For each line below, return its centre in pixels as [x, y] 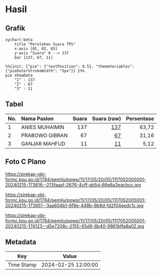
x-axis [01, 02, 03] [36, 49]
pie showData [19, 75]
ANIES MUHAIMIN [43, 127]
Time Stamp [22, 265]
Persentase [140, 118]
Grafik [15, 28]
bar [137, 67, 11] [34, 57]
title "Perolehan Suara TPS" [45, 44]
